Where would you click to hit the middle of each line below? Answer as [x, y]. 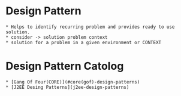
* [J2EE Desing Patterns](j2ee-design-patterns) [67, 87]
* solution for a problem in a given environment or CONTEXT [84, 42]
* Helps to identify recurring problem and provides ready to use [90, 27]
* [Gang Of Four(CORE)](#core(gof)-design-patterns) [73, 82]
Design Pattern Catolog [65, 66]
